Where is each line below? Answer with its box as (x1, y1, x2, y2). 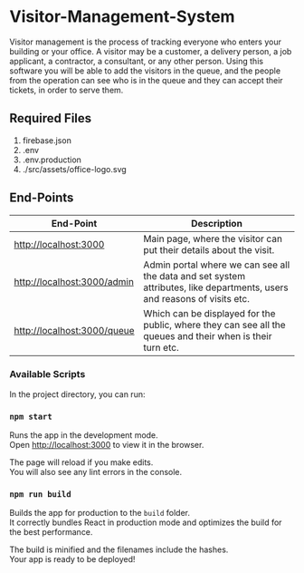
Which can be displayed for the (143, 306, 276, 319)
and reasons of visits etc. (143, 292, 251, 305)
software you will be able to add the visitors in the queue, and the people (9, 65, 281, 76)
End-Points (9, 190, 74, 206)
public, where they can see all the (143, 318, 287, 331)
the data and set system (143, 269, 246, 282)
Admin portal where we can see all (143, 258, 290, 271)
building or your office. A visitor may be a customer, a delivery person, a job (9, 45, 292, 56)
